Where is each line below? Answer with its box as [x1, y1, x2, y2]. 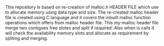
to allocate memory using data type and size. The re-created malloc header [5, 9, 159, 15]
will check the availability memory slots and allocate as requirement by [5, 30, 149, 36]
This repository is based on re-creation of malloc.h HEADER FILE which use [5, 4, 159, 10]
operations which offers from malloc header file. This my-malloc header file [5, 20, 159, 25]
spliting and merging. [5, 35, 48, 41]
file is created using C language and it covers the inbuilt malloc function [5, 15, 151, 20]
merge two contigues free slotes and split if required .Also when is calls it [5, 25, 155, 31]
